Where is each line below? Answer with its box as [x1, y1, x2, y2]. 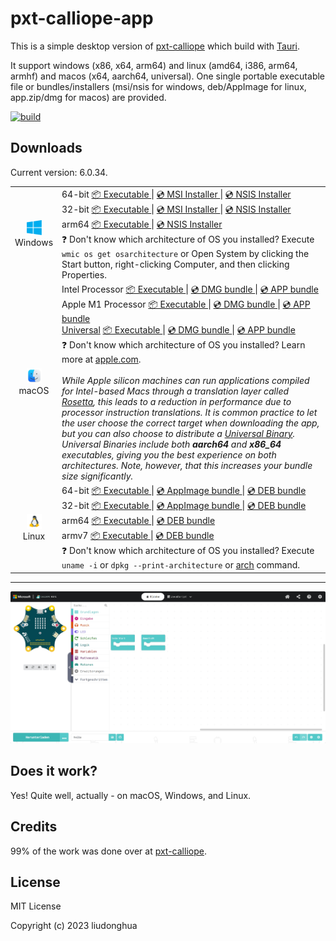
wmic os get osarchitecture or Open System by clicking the [61, 247, 310, 259]
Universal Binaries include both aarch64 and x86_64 [61, 438, 282, 450]
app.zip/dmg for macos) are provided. [10, 91, 167, 103]
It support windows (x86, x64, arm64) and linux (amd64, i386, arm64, [10, 59, 298, 71]
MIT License [10, 900, 62, 912]
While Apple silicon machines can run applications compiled [61, 374, 310, 386]
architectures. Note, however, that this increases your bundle [61, 459, 313, 471]
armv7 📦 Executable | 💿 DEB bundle [61, 530, 215, 541]
